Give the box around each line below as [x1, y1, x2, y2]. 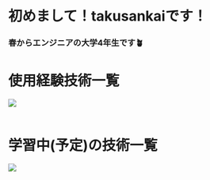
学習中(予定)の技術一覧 [8, 137, 158, 155]
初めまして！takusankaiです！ [8, 7, 208, 25]
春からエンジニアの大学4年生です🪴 [8, 37, 144, 48]
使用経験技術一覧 [8, 72, 120, 90]
